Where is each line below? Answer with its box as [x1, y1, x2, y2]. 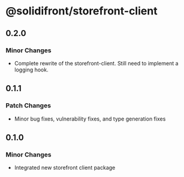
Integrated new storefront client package [14, 164, 116, 172]
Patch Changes [5, 101, 52, 110]
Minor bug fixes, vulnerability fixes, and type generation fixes [14, 115, 166, 122]
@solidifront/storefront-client [5, 4, 158, 18]
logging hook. [14, 66, 49, 73]
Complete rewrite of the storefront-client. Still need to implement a [14, 59, 179, 67]
